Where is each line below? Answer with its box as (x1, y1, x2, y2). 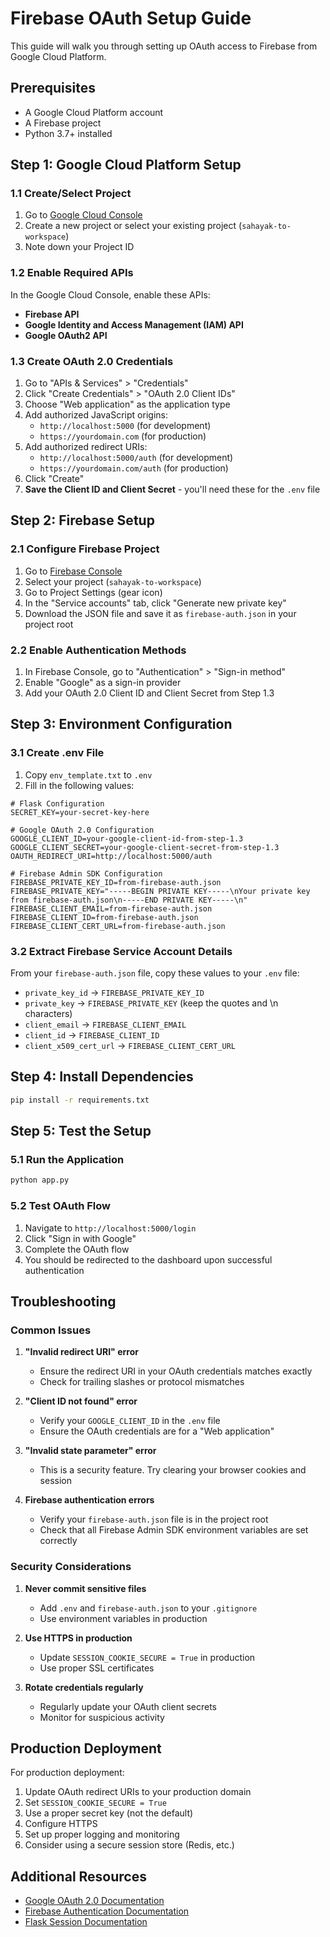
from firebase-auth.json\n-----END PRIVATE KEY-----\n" (10, 895, 248, 905)
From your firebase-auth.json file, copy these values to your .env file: (10, 967, 300, 979)
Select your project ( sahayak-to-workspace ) (24, 575, 202, 587)
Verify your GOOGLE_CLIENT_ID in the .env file (39, 1415, 221, 1427)
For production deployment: (10, 1767, 125, 1779)
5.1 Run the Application (10, 1153, 125, 1166)
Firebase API (24, 308, 80, 320)
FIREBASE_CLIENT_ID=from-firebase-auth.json (10, 912, 199, 922)
